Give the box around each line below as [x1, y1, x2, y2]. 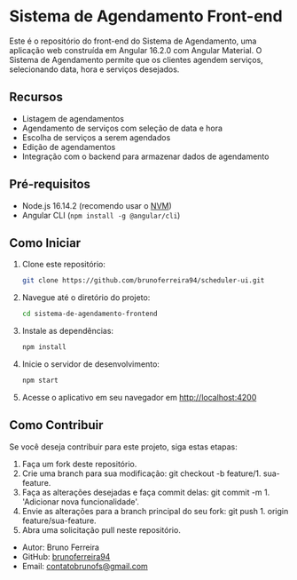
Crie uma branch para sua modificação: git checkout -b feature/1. [21, 468, 262, 479]
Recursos [9, 90, 64, 105]
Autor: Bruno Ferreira [21, 542, 100, 552]
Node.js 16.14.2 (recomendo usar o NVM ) [21, 200, 173, 211]
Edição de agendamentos [21, 141, 116, 152]
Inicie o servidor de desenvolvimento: [21, 359, 160, 369]
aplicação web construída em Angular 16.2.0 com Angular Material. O [9, 44, 262, 55]
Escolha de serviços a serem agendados [21, 131, 171, 143]
